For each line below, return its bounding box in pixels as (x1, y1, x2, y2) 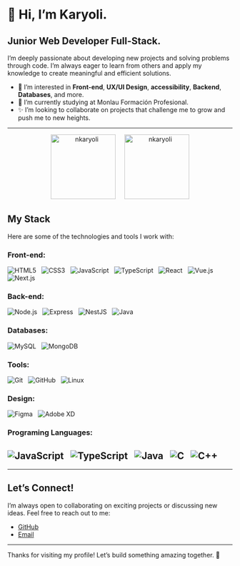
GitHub (17, 522, 39, 531)
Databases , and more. (17, 91, 84, 98)
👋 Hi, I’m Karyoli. (7, 6, 107, 23)
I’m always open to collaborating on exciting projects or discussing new (7, 501, 218, 510)
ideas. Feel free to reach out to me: (7, 508, 111, 517)
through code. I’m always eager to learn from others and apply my (7, 61, 202, 70)
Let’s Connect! (7, 482, 74, 495)
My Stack (7, 213, 51, 226)
